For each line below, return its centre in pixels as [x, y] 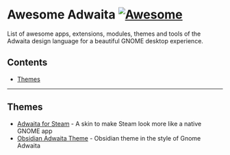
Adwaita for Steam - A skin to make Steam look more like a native [109, 123]
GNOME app [35, 131]
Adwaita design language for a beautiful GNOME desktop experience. [105, 40]
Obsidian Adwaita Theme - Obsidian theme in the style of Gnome [109, 138]
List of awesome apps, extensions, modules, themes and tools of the [104, 34]
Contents [27, 63]
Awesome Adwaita [61, 15]
